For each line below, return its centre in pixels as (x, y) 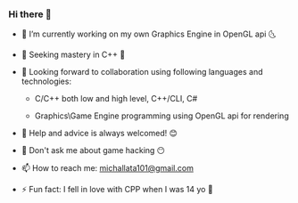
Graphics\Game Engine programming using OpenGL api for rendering (161, 116)
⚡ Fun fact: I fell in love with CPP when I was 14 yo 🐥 (117, 190)
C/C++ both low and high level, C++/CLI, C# (116, 99)
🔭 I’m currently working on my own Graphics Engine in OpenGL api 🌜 (149, 34)
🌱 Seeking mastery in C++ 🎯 (73, 55)
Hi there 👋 (30, 14)
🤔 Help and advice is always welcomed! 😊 (99, 134)
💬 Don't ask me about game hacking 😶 (93, 150)
